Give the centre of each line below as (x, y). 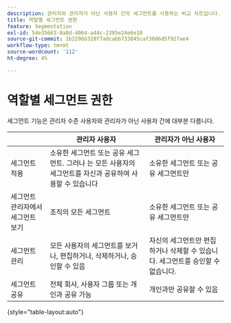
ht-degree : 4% (27, 58)
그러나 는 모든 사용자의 (101, 163)
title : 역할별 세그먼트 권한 (42, 20)
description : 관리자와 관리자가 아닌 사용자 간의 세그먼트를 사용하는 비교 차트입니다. (114, 13)
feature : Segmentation (40, 26)
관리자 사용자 (96, 140)
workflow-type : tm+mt (38, 45)
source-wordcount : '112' (43, 52)
